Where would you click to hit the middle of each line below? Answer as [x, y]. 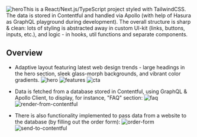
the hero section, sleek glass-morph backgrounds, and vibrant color [98, 74]
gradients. [27, 79]
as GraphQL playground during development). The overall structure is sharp [98, 22]
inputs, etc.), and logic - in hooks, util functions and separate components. [97, 34]
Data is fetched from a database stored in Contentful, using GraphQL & [101, 91]
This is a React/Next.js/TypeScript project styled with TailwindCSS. [104, 9]
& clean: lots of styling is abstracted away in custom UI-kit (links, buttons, [96, 28]
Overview [25, 53]
